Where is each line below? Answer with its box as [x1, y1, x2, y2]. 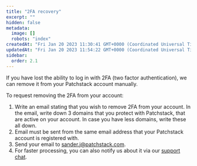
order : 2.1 [11, 58, 38, 64]
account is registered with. [14, 134, 79, 141]
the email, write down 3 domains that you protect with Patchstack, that [14, 109, 186, 117]
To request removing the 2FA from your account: [6, 92, 124, 99]
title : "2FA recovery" [6, 8, 62, 15]
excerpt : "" [6, 14, 35, 20]
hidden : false [6, 19, 41, 25]
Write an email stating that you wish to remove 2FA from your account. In [14, 103, 191, 110]
